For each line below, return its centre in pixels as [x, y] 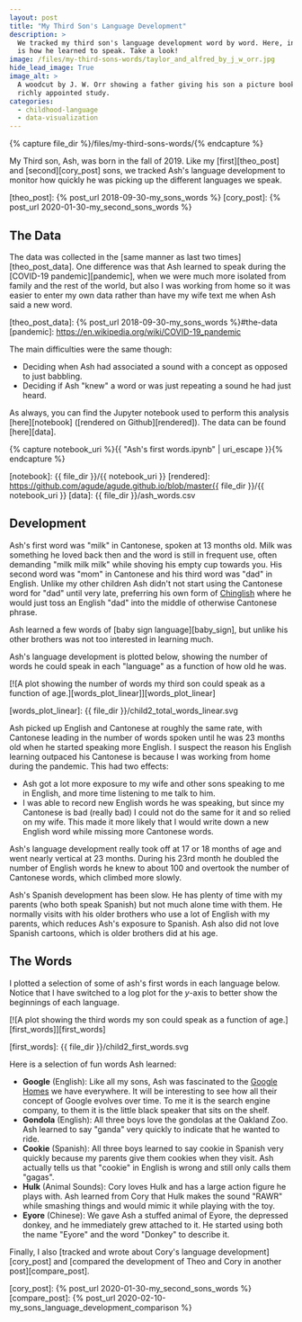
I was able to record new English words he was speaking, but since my [153, 802]
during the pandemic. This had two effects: [89, 766]
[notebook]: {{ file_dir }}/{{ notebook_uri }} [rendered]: [110, 476]
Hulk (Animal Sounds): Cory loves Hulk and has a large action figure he [154, 1186]
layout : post [34, 18]
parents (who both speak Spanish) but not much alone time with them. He [146, 904]
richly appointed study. [64, 93]
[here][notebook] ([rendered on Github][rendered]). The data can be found [148, 422]
